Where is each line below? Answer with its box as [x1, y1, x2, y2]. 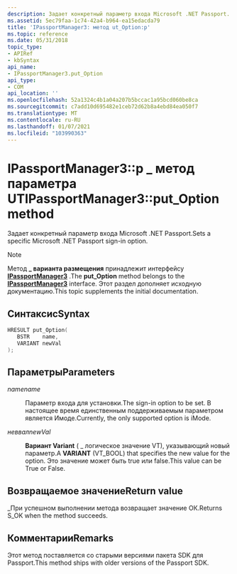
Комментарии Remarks [7, 532, 114, 544]
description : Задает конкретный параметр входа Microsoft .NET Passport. [7, 10, 231, 18]
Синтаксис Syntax [7, 308, 90, 320]
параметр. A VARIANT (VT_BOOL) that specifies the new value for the [25, 449, 231, 458]
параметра [7, 175, 77, 192]
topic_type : [7, 43, 43, 51]
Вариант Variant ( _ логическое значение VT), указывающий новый [25, 442, 230, 450]
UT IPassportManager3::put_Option [7, 190, 220, 207]
